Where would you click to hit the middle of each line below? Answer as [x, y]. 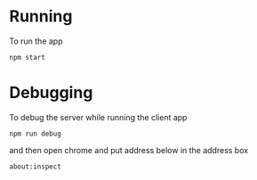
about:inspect [36, 167]
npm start [28, 57]
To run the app [36, 41]
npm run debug [36, 134]
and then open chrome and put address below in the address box [129, 150]
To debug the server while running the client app [98, 117]
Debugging [51, 93]
